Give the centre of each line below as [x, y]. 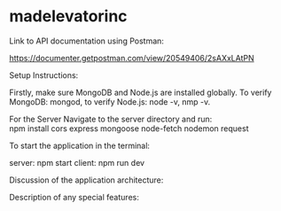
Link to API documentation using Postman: [86, 41]
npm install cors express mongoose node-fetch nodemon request [129, 128]
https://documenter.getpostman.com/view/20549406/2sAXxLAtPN [132, 58]
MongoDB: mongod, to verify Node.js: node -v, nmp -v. [110, 102]
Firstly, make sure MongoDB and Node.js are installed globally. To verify [140, 92]
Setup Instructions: [44, 75]
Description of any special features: [74, 197]
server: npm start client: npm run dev [77, 162]
